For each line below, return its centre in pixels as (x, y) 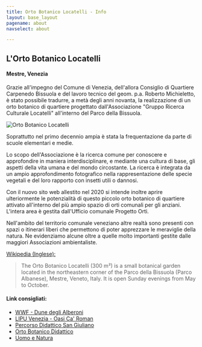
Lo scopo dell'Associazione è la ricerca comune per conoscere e (87, 154)
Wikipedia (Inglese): (31, 254)
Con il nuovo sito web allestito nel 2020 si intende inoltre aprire (84, 192)
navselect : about (28, 29)
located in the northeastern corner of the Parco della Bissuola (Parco (106, 272)
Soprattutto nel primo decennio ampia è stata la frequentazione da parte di (99, 136)
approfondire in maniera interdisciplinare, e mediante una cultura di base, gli (101, 161)
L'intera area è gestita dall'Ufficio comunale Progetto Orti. (77, 211)
